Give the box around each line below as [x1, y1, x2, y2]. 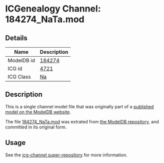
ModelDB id [7, 57, 35, 64]
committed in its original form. [5, 124, 67, 130]
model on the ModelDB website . [5, 109, 71, 115]
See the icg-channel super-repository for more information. [5, 151, 127, 158]
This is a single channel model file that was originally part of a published [5, 103, 154, 109]
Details [5, 34, 27, 42]
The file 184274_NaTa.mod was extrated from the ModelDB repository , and [5, 118, 159, 124]
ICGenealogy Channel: [5, 3, 101, 15]
